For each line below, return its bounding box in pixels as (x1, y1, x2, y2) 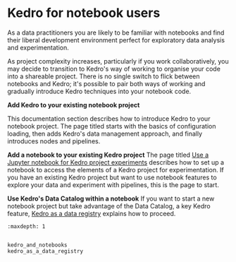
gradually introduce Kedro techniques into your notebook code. (7, 87, 192, 95)
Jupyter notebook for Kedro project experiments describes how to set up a (7, 157, 224, 167)
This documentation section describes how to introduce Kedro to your (7, 114, 211, 123)
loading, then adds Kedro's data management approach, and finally (7, 129, 203, 138)
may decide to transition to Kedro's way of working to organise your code (7, 64, 221, 73)
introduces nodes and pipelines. (7, 136, 101, 145)
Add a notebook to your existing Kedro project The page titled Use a (7, 150, 209, 159)
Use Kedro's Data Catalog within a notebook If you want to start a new (7, 194, 215, 203)
